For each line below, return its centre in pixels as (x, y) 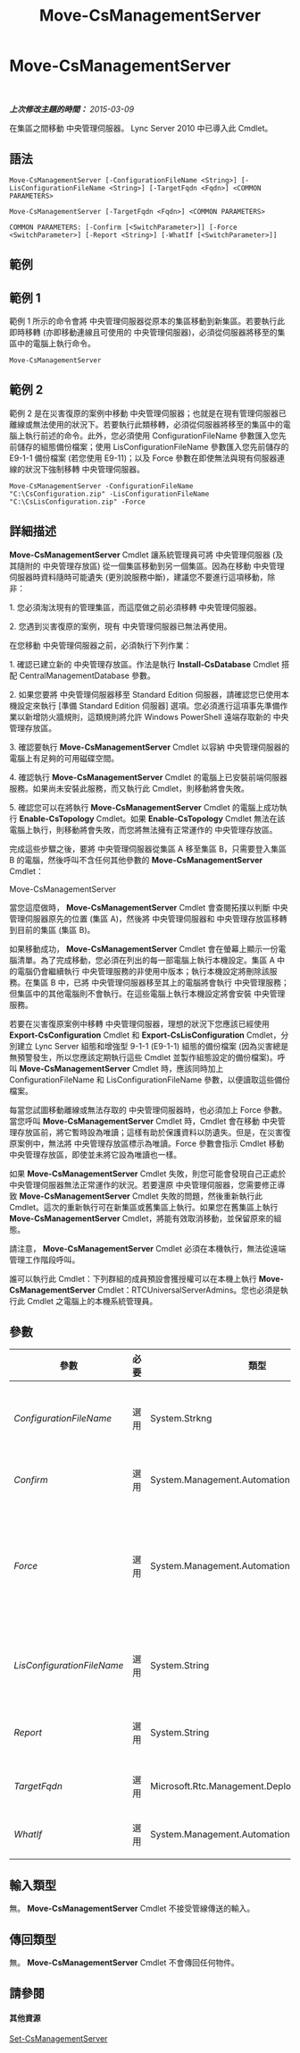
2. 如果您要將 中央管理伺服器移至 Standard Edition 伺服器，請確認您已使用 (146, 694)
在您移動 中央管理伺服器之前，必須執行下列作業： (100, 645)
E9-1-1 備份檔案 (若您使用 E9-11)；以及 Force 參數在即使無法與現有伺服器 (143, 458)
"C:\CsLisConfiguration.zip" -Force (77, 502)
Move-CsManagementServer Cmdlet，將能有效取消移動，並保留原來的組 (146, 1218)
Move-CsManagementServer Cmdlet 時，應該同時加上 (121, 1068)
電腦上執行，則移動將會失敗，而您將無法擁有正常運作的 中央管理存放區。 (143, 829)
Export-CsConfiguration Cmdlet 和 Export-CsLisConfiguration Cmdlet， (145, 1035)
